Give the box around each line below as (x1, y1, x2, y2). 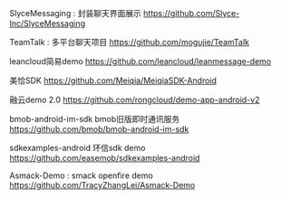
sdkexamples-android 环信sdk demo (9, 143, 146, 153)
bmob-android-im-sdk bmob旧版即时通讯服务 (9, 114, 180, 124)
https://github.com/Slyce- (143, 8, 240, 18)
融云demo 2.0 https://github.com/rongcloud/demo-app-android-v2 (9, 94, 260, 105)
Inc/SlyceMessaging (9, 18, 86, 29)
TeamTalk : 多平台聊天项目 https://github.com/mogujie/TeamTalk (9, 37, 250, 47)
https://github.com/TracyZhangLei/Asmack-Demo (9, 180, 196, 190)
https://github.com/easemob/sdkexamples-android (9, 153, 200, 163)
